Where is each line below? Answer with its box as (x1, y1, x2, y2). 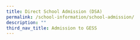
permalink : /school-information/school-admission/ (6, 14, 135, 20)
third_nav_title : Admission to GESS (6, 25, 97, 31)
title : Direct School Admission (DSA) (6, 8, 102, 15)
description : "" (6, 19, 46, 25)
